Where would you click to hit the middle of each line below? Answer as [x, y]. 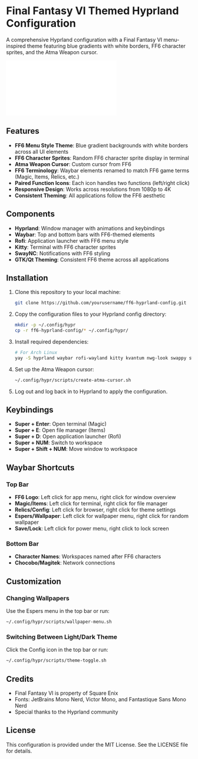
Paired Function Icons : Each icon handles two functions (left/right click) [102, 183]
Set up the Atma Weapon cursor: [54, 369]
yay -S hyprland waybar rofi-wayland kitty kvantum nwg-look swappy [100, 358]
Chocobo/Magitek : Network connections [65, 563]
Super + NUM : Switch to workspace [58, 443]
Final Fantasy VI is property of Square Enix [66, 693]
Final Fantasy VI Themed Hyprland [93, 11]
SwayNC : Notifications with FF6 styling [62, 253]
